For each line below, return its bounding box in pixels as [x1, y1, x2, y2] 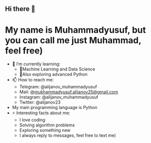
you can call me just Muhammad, [5, 35, 141, 46]
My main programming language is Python [12, 105, 97, 110]
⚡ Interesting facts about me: [12, 110, 71, 116]
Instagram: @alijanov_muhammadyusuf [19, 94, 98, 100]
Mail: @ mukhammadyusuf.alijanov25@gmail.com [19, 89, 118, 95]
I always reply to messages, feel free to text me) [19, 132, 116, 139]
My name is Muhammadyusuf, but [5, 24, 146, 36]
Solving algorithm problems [19, 122, 75, 128]
